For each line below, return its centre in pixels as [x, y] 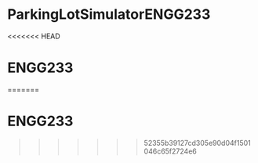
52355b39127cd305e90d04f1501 [198, 143]
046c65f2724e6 [170, 151]
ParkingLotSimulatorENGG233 [109, 14]
